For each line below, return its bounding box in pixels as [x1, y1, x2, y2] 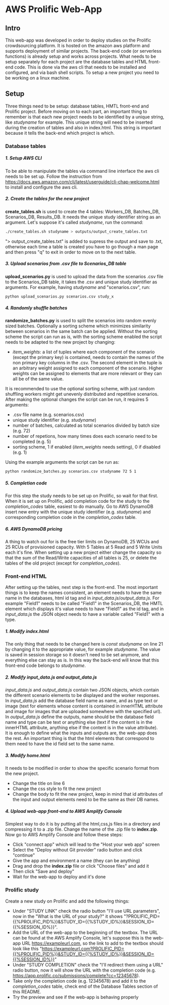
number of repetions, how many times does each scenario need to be [12, 433, 157, 439]
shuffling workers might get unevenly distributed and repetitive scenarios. [5, 391, 159, 397]
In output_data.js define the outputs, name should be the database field [5, 714, 154, 720]
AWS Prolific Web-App [5, 4, 102, 15]
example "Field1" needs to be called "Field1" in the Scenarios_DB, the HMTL [5, 601, 163, 607]
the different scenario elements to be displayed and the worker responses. [5, 692, 160, 698]
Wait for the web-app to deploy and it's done [12, 874, 106, 880]
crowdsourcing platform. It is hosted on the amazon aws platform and [5, 43, 150, 49]
